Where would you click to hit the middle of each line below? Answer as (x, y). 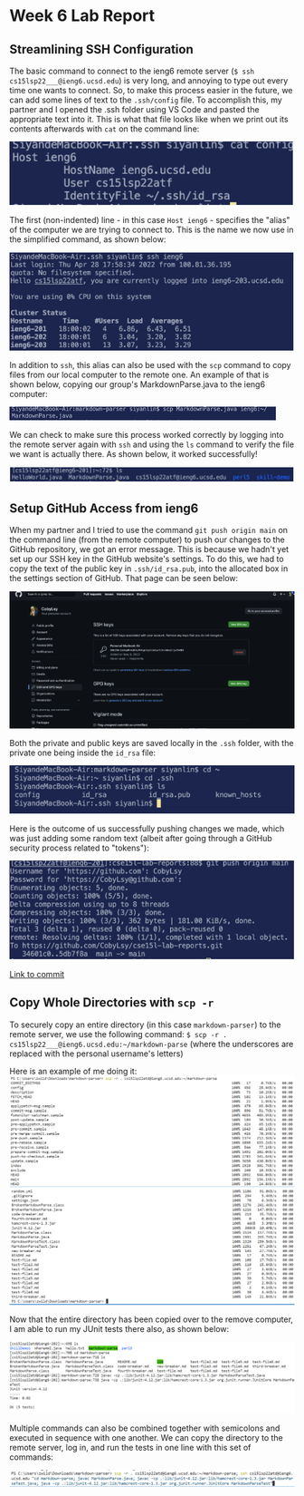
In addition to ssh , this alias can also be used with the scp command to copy (150, 365)
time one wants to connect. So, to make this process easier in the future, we (151, 90)
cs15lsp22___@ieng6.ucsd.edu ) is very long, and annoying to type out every (149, 81)
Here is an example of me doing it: (73, 1071)
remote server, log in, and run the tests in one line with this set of (130, 1448)
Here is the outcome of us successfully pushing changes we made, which (147, 829)
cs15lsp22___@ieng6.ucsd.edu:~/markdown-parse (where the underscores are (152, 1044)
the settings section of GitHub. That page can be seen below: (124, 578)
